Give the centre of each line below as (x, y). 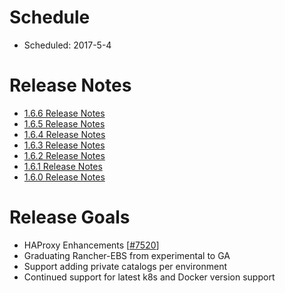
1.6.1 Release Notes (63, 166)
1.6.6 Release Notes (64, 113)
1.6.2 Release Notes (64, 155)
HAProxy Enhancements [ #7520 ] (91, 245)
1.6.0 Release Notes (64, 177)
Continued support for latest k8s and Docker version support (149, 277)
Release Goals (70, 217)
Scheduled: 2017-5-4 (67, 45)
